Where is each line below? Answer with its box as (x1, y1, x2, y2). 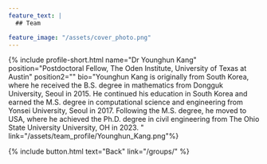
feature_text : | (8, 11, 62, 20)
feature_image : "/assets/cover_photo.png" (8, 33, 151, 41)
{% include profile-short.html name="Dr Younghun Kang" (8, 55, 197, 64)
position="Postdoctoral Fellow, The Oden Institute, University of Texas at (8, 64, 247, 73)
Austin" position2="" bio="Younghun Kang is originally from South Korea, (8, 72, 249, 82)
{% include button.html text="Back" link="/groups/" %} (8, 146, 190, 156)
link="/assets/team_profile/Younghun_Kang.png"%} (8, 131, 179, 141)
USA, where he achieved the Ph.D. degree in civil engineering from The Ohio (8, 115, 260, 124)
